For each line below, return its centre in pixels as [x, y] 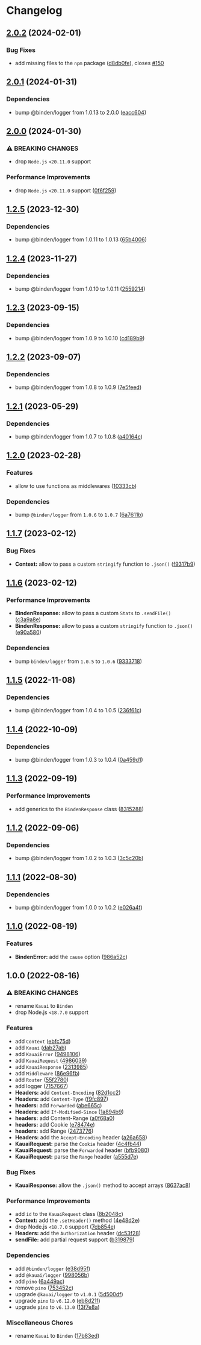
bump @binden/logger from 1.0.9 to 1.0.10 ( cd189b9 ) [80, 338]
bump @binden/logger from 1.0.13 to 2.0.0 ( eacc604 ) [81, 112]
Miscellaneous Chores [40, 1323]
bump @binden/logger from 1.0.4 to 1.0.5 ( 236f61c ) [78, 710]
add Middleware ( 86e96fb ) [47, 1073]
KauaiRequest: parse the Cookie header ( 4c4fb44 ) [78, 1144]
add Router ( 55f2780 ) [42, 1080]
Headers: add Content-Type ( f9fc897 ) [61, 1099]
